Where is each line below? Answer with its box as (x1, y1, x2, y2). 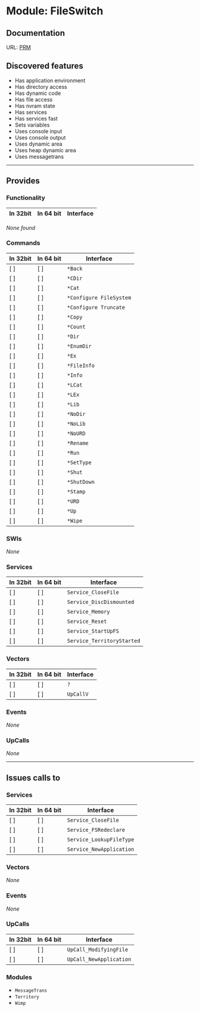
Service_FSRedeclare (67, 826, 126, 833)
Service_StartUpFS (67, 628, 119, 635)
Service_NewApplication (67, 846, 135, 853)
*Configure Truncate (67, 304, 126, 311)
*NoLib (67, 420, 86, 427)
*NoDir (67, 411, 86, 417)
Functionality (6, 194, 46, 202)
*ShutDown (67, 479, 95, 485)
